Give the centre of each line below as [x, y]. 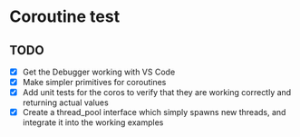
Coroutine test [65, 17]
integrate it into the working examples [93, 122]
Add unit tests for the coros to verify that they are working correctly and [157, 93]
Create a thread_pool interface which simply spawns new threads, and [154, 113]
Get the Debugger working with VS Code [99, 72]
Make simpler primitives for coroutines [94, 83]
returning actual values [65, 103]
